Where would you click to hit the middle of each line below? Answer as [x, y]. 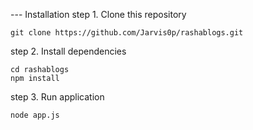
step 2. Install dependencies [68, 51]
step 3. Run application [57, 97]
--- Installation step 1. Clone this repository [98, 14]
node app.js [35, 115]
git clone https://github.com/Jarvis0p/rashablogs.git [127, 33]
